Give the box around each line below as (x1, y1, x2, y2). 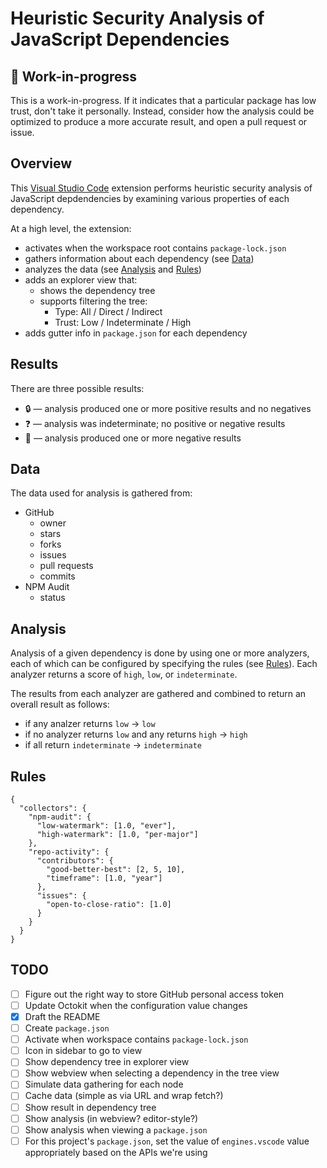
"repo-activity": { (28, 847, 110, 857)
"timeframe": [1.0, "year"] (46, 873, 163, 884)
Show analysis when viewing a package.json (24, 1123, 208, 1136)
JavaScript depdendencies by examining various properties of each (10, 192, 290, 204)
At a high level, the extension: (10, 222, 132, 234)
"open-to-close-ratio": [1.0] (46, 900, 172, 910)
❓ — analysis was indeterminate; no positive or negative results (24, 417, 286, 429)
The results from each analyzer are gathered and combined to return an (10, 688, 307, 700)
